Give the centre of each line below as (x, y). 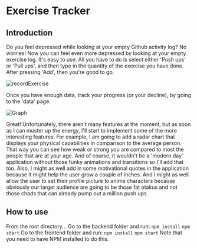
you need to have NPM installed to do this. (58, 239)
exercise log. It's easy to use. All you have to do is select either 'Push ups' (96, 59)
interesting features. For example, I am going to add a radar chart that (91, 137)
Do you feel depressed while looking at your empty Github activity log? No (96, 47)
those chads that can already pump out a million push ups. (77, 193)
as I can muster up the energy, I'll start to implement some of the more (91, 131)
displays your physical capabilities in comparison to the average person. (94, 143)
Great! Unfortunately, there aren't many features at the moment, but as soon (98, 124)
